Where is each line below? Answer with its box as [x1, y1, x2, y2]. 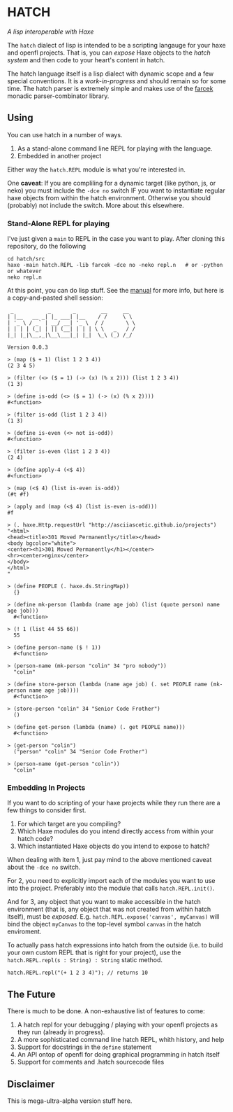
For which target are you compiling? [17, 820, 121, 828]
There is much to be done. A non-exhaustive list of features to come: [7, 1007, 205, 1015]
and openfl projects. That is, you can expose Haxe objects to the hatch [7, 48, 211, 57]
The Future [7, 988, 56, 1000]
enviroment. [7, 927, 42, 936]
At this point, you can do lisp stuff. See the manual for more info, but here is [7, 286, 225, 295]
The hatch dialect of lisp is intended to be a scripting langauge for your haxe [7, 41, 226, 49]
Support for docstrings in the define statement [17, 1043, 152, 1051]
